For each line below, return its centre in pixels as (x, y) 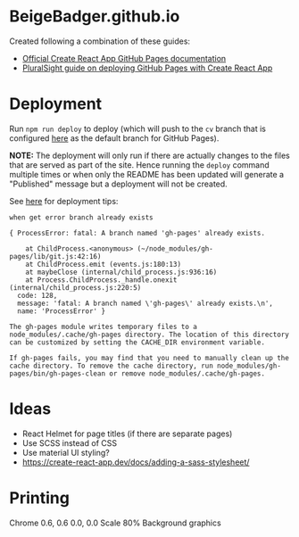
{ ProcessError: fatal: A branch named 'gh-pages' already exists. (137, 233)
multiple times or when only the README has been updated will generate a (146, 174)
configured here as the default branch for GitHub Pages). (114, 138)
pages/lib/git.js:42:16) (55, 256)
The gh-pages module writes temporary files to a (104, 326)
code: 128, (37, 295)
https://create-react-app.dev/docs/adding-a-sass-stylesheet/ (136, 462)
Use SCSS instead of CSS (70, 442)
